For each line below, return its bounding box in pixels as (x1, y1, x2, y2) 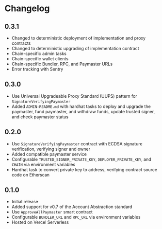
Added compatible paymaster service (11, 151, 87, 157)
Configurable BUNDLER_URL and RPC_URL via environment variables (11, 214, 141, 220)
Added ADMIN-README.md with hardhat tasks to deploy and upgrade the (11, 103, 151, 109)
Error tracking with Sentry (11, 66, 64, 72)
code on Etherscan (11, 172, 49, 177)
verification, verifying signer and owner (11, 146, 91, 152)
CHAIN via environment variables (11, 161, 76, 167)
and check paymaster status (11, 114, 69, 120)
